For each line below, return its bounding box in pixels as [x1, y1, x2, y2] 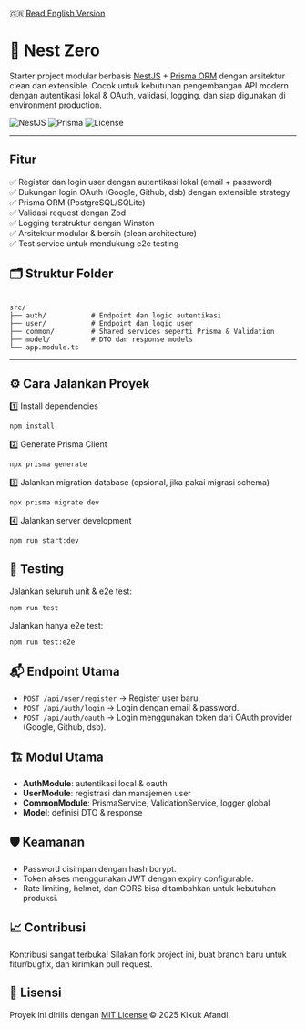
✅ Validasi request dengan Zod [9, 207, 127, 218]
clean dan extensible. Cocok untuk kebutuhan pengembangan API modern [9, 79, 290, 90]
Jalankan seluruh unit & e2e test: [9, 586, 132, 597]
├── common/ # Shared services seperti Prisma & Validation [9, 327, 275, 336]
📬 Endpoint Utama [9, 663, 120, 679]
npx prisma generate [9, 460, 88, 469]
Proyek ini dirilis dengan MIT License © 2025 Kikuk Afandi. [9, 1009, 230, 1020]
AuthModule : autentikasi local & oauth [22, 778, 168, 789]
